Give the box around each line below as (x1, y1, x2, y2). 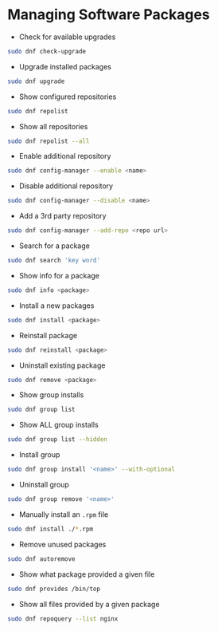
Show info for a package (18, 270, 100, 280)
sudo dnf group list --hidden (7, 436, 108, 444)
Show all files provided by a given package (18, 599, 160, 609)
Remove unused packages (18, 539, 107, 549)
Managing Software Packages (7, 6, 210, 24)
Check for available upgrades (18, 32, 116, 41)
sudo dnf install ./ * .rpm (7, 525, 93, 533)
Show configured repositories (18, 92, 117, 101)
